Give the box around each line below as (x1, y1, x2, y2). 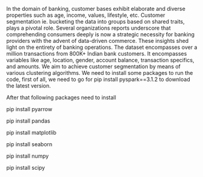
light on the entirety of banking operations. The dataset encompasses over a (6, 43, 198, 51)
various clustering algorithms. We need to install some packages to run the (6, 69, 193, 76)
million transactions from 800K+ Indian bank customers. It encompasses (6, 50, 187, 57)
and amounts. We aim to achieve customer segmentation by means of (6, 63, 181, 70)
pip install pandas (6, 117, 50, 124)
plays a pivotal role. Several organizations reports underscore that (6, 24, 171, 31)
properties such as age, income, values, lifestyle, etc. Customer (6, 11, 165, 19)
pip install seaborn (6, 141, 53, 147)
